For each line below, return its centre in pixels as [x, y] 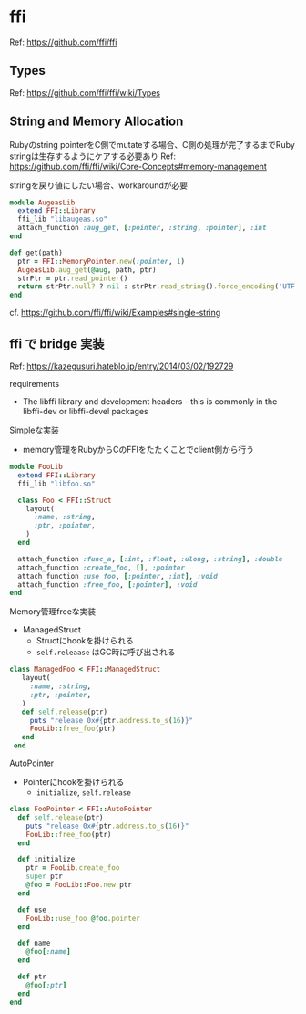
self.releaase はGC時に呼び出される [106, 652]
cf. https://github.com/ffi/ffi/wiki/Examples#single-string [115, 313]
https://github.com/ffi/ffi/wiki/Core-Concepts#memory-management [138, 166]
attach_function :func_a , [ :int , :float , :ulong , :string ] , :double [150, 559]
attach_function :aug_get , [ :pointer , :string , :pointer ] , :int [142, 228]
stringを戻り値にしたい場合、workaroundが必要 [99, 185]
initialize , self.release [84, 792]
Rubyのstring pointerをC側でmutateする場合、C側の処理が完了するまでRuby [153, 144]
